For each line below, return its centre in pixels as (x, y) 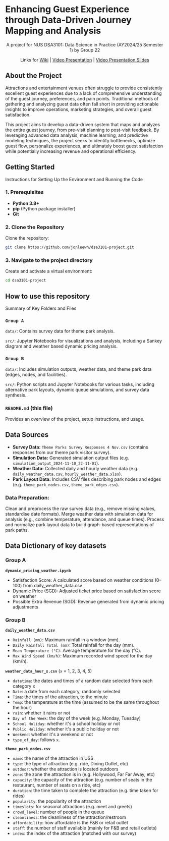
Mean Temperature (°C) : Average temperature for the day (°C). (77, 650)
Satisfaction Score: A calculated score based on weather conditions (83, 580)
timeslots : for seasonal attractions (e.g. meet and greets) (72, 806)
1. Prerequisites (24, 192)
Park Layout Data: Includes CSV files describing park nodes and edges (87, 479)
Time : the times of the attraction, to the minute (60, 697)
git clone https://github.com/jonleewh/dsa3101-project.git (70, 247)
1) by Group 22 (85, 50)
